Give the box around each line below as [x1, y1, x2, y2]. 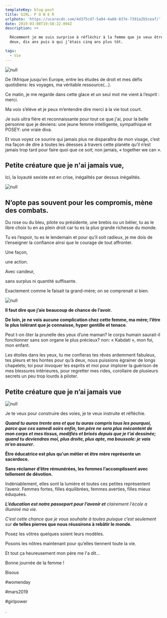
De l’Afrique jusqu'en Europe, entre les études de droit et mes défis [5, 76, 143, 82]
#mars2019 [5, 589, 28, 595]
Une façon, [5, 249, 28, 255]
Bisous [5, 570, 19, 576]
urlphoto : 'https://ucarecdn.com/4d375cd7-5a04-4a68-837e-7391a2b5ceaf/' [5, 16, 162, 21]
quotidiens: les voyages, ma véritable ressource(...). [5, 82, 111, 88]
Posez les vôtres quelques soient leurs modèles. [5, 531, 104, 537]
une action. [5, 259, 28, 265]
